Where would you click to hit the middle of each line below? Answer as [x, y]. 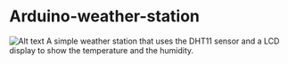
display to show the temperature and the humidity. [102, 50]
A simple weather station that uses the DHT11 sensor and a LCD [163, 41]
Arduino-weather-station [105, 16]
